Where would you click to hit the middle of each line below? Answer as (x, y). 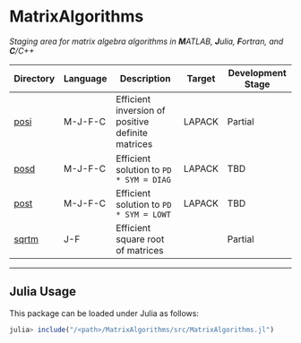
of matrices (140, 250)
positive (133, 121)
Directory (34, 78)
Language (85, 78)
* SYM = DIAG (144, 180)
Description (145, 78)
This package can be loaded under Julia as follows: (104, 313)
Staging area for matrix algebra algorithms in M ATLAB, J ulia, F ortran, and (146, 41)
